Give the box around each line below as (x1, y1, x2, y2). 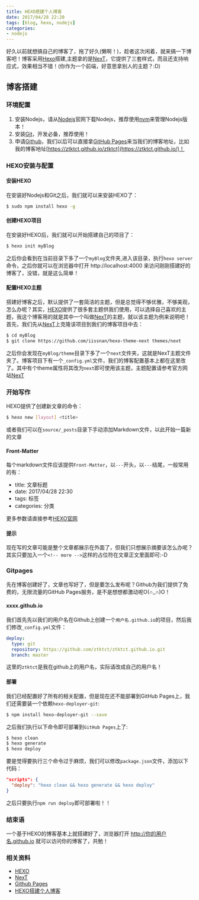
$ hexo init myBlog (6, 243, 54, 249)
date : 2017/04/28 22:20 (6, 14, 65, 20)
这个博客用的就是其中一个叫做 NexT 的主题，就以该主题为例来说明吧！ (21, 313, 191, 320)
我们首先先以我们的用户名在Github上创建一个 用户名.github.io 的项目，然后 (6, 616, 187, 623)
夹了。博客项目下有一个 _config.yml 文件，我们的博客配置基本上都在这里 (6, 357, 181, 364)
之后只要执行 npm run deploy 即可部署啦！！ (6, 799, 111, 806)
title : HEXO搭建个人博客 (6, 8, 62, 15)
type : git (11, 641, 36, 647)
